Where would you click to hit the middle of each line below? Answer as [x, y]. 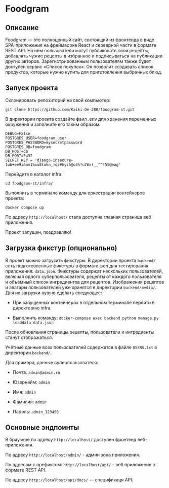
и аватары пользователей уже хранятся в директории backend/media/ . [81, 287]
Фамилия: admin [30, 402]
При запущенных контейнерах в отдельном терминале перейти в [83, 302]
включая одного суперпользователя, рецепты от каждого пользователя [83, 276]
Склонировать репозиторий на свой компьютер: [58, 100]
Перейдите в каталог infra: [34, 174]
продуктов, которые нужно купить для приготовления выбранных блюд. [84, 72]
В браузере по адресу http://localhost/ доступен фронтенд [71, 440]
